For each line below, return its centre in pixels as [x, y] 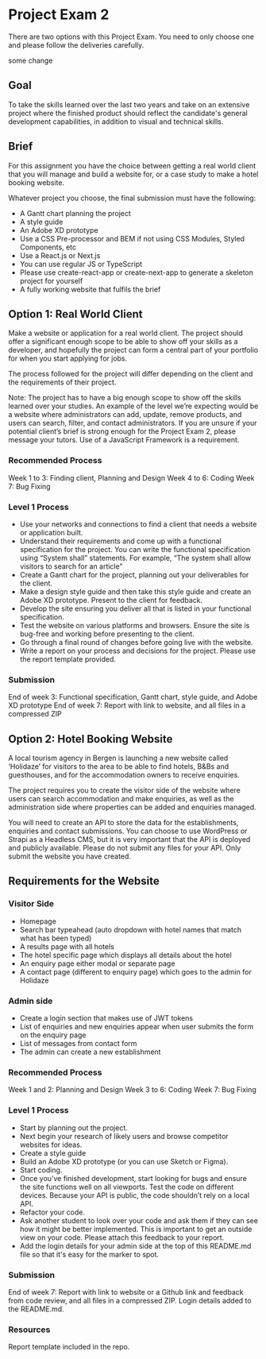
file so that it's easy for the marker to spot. [89, 1254]
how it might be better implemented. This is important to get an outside [136, 1229]
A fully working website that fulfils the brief [90, 289]
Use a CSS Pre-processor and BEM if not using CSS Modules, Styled [132, 238]
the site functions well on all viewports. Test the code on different [127, 1187]
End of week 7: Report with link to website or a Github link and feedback [126, 1291]
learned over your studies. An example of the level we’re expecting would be [133, 406]
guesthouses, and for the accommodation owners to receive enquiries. [124, 775]
